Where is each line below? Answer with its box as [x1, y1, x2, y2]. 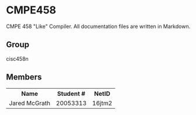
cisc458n [6, 55, 29, 62]
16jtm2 [92, 99, 112, 107]
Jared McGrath [9, 99, 51, 107]
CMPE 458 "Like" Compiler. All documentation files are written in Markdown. [6, 23, 191, 30]
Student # [57, 89, 86, 97]
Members [6, 72, 42, 82]
